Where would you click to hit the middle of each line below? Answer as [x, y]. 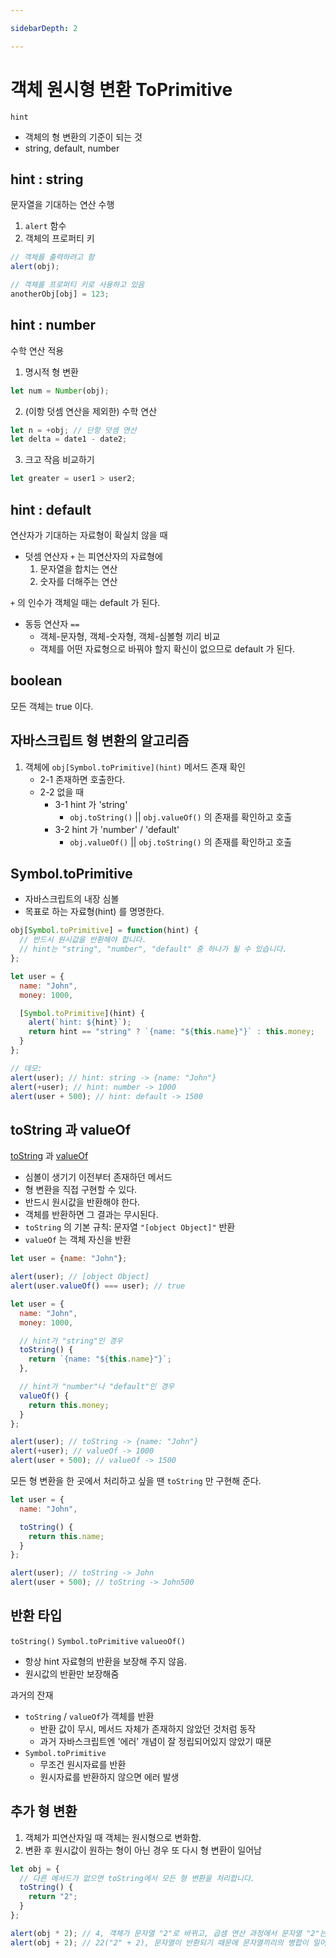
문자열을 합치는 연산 [78, 569]
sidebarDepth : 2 [44, 28]
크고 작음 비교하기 [59, 460]
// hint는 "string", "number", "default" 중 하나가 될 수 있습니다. [153, 949]
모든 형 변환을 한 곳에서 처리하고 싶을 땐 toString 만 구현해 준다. [136, 1480]
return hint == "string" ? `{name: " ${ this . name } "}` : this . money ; [172, 1032]
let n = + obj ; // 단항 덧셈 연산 [73, 430]
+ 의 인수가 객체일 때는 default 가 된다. [85, 602]
